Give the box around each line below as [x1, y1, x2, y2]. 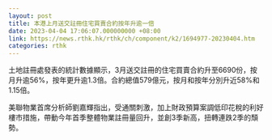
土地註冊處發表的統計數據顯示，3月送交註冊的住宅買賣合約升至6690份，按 [8, 66, 257, 75]
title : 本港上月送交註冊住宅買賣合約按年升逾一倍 [8, 19, 155, 28]
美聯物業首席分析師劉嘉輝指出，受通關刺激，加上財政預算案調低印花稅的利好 [8, 103, 264, 112]
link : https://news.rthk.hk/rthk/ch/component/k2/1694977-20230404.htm [8, 34, 255, 43]
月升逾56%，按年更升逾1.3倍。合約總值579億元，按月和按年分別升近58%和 [8, 75, 261, 85]
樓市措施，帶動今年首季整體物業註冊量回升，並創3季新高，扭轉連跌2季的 [8, 112, 252, 122]
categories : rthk [8, 42, 67, 50]
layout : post [8, 11, 53, 20]
